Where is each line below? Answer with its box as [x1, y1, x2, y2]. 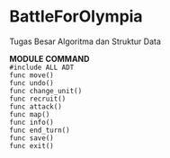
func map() [9, 110, 50, 118]
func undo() [9, 78, 54, 87]
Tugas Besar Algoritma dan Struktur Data [9, 36, 162, 47]
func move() [9, 70, 54, 80]
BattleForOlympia [9, 6, 143, 27]
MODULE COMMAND [9, 53, 90, 64]
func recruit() [9, 94, 67, 103]
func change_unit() [9, 86, 83, 95]
